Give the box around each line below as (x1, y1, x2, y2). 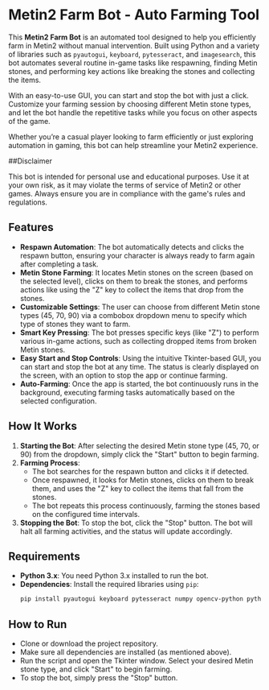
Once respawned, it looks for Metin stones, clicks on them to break (31, 475, 255, 485)
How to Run (8, 618, 67, 631)
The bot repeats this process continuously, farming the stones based (31, 501, 260, 510)
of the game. (8, 116, 51, 126)
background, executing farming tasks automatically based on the (19, 387, 235, 397)
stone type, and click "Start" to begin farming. (19, 664, 173, 674)
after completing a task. (19, 259, 99, 269)
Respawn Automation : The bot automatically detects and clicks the (19, 242, 245, 251)
